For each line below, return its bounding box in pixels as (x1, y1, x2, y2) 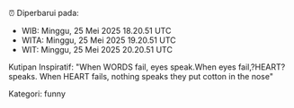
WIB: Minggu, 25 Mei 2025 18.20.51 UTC (21, 26, 172, 36)
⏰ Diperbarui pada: (8, 8, 80, 18)
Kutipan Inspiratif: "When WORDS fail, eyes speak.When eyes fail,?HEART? (8, 62, 286, 72)
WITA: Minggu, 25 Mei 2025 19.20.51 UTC (21, 35, 176, 46)
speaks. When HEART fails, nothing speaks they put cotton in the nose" (8, 71, 273, 81)
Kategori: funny (8, 88, 67, 99)
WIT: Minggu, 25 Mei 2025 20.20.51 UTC (21, 45, 173, 54)
